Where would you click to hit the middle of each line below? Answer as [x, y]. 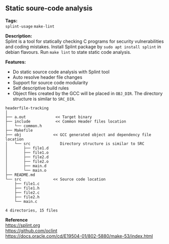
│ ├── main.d [26, 166]
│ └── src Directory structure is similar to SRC [75, 144]
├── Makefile [19, 130]
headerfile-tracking [27, 108]
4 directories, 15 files [32, 210]
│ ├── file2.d [27, 157]
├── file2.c [27, 193]
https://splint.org [23, 225]
